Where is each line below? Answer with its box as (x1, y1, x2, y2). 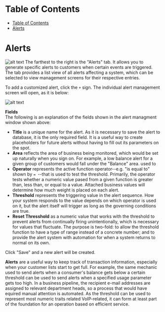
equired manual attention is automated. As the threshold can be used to (5, 290, 151, 296)
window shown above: (5, 119, 51, 125)
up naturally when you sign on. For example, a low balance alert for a (12, 155, 153, 161)
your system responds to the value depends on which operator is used (12, 197, 157, 203)
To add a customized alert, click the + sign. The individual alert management (5, 84, 160, 90)
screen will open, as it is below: (5, 89, 69, 95)
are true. (12, 208, 30, 214)
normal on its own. (12, 240, 50, 246)
